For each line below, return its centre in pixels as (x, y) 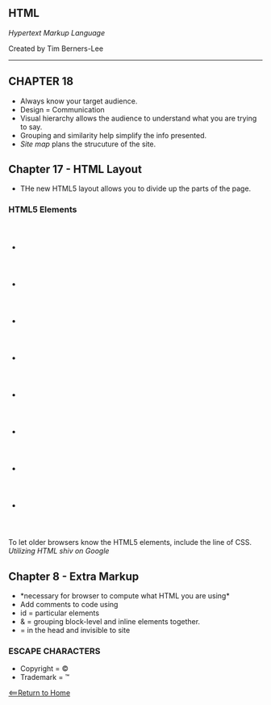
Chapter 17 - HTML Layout (75, 169)
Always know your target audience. (79, 101)
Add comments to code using (69, 605)
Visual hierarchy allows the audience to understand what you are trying (138, 118)
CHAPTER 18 (41, 81)
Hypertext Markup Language (57, 32)
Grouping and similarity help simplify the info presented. (113, 135)
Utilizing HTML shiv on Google (59, 551)
